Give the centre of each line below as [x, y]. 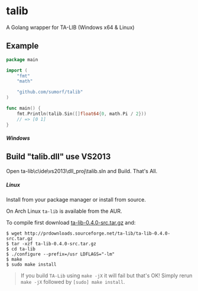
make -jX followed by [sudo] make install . [73, 282]
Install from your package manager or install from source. [76, 199]
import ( [17, 70]
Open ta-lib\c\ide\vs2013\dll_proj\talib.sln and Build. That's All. [82, 171]
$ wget [14, 233]
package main [22, 60]
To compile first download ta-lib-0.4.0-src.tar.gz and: [71, 222]
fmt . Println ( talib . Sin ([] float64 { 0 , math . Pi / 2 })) [82, 114]
